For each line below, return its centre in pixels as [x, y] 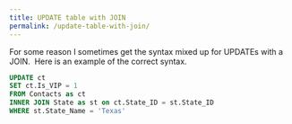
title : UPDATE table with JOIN [68, 18]
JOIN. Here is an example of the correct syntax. [98, 61]
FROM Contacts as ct [48, 94]
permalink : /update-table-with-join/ [80, 26]
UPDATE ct [28, 77]
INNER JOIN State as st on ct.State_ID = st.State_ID [112, 103]
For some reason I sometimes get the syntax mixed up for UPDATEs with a [146, 51]
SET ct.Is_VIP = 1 [43, 86]
